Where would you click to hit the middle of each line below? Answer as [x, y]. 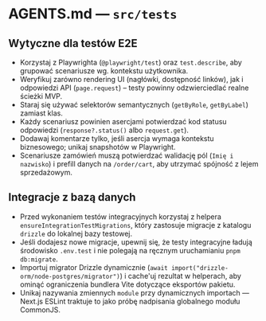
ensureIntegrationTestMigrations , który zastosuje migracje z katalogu [135, 225]
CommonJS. [40, 309]
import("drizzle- [199, 268]
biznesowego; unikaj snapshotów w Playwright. [98, 147]
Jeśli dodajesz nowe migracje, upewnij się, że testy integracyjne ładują [136, 242]
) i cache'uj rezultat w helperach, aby [180, 276]
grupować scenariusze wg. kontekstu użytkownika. [104, 71]
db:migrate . [39, 259]
